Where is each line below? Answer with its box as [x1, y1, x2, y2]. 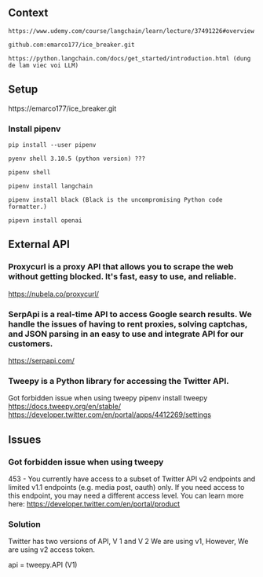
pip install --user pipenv [8, 141, 97, 148]
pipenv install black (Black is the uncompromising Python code [8, 195, 223, 203]
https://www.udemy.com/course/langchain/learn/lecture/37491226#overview [8, 27, 255, 35]
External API [8, 238, 71, 251]
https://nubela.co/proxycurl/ [8, 289, 100, 298]
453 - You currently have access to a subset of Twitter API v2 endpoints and [8, 474, 256, 484]
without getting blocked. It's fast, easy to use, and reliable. [8, 271, 237, 282]
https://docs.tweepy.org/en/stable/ [8, 402, 122, 411]
